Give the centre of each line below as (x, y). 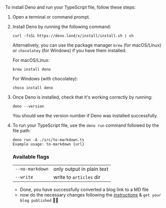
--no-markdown (32, 169)
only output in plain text (81, 169)
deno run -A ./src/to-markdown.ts (48, 140)
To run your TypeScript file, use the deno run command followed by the (85, 125)
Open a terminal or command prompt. (51, 17)
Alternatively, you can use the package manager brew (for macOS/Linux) (87, 45)
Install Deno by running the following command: (62, 27)
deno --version (28, 106)
